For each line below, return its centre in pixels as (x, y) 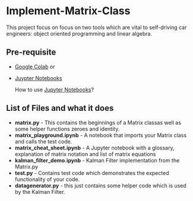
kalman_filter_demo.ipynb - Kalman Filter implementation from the (97, 160)
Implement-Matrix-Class (68, 11)
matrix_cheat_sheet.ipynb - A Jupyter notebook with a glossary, (94, 148)
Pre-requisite (31, 52)
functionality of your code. (47, 179)
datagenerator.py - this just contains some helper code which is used (101, 186)
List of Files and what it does (60, 108)
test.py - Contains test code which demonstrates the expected (92, 173)
